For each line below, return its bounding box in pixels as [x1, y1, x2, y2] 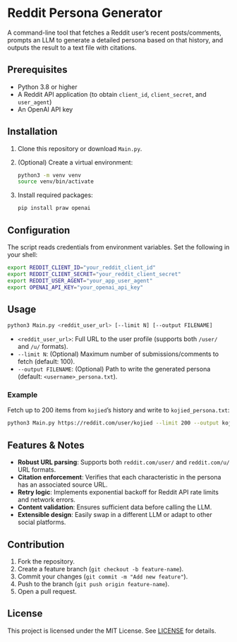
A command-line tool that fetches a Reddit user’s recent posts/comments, [7, 28, 222, 37]
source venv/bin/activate [17, 178, 94, 185]
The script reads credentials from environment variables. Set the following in [7, 243, 230, 251]
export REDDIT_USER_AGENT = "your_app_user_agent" [7, 277, 153, 284]
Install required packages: [17, 191, 93, 199]
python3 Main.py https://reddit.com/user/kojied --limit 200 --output [7, 420, 219, 427]
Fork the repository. [17, 557, 75, 566]
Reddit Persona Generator [7, 5, 163, 21]
